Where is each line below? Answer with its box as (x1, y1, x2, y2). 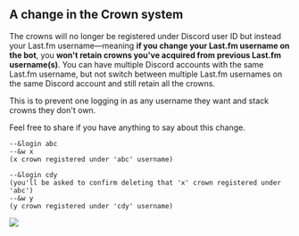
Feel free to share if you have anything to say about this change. (9, 122, 245, 133)
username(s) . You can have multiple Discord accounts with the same (9, 59, 264, 69)
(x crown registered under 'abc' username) (9, 155, 174, 164)
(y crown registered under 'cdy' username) (9, 201, 174, 210)
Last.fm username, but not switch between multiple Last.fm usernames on (9, 69, 283, 79)
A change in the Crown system (9, 7, 184, 22)
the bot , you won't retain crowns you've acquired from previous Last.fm (9, 49, 281, 61)
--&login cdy (9, 170, 58, 179)
